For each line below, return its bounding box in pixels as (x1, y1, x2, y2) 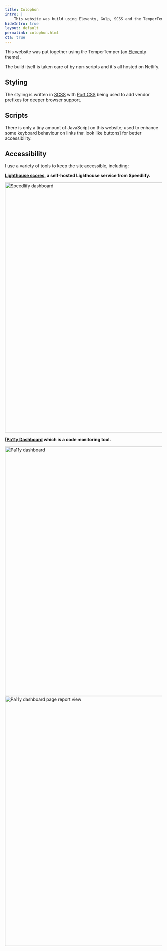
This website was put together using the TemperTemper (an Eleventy (5, 48, 147, 55)
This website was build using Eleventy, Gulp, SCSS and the (14, 16, 141, 21)
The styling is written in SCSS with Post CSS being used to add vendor (5, 91, 150, 97)
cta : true (5, 35, 26, 40)
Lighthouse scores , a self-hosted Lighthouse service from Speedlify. (5, 173, 151, 179)
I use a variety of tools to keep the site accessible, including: (5, 163, 129, 169)
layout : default (5, 26, 39, 31)
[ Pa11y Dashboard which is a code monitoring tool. (5, 437, 111, 443)
